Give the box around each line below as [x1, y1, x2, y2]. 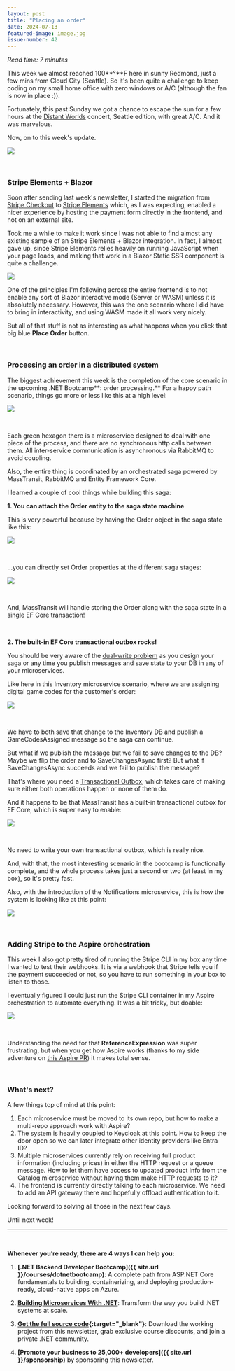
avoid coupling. [7, 453, 52, 462]
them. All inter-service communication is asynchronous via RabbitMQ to [7, 446, 215, 454]
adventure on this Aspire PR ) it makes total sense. [7, 1054, 150, 1062]
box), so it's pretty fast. [7, 874, 75, 882]
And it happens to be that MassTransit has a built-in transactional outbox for [7, 798, 226, 806]
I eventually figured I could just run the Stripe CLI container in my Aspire [7, 991, 215, 1000]
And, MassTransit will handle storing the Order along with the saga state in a [7, 603, 227, 611]
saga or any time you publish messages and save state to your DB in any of [7, 659, 224, 667]
